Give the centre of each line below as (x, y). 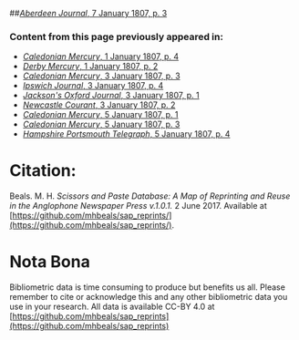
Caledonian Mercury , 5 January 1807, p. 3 (101, 124)
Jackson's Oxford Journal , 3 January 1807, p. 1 (111, 96)
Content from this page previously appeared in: (116, 36)
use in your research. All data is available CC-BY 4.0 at (112, 307)
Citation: (43, 171)
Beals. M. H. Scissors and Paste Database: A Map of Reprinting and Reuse (150, 196)
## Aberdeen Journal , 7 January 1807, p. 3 (88, 13)
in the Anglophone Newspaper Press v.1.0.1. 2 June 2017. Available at (138, 206)
